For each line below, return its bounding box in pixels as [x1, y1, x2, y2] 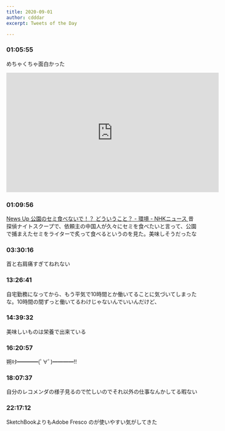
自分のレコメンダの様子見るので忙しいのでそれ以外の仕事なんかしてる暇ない [6, 388, 198, 395]
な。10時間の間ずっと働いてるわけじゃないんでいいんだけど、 [6, 298, 160, 305]
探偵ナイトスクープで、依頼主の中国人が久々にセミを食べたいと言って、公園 [6, 222, 197, 229]
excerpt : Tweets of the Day [6, 20, 78, 26]
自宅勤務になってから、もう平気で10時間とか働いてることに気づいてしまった [6, 290, 197, 297]
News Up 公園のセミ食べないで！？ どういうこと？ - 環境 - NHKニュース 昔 [6, 215, 194, 222]
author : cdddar [6, 15, 45, 21]
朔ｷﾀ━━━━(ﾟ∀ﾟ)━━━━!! [6, 358, 77, 365]
